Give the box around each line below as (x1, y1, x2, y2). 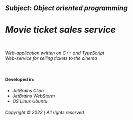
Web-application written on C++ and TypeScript (5, 50, 105, 56)
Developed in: (5, 76, 35, 82)
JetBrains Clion (12, 87, 44, 94)
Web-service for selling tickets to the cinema (5, 55, 97, 61)
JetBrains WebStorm (12, 93, 55, 99)
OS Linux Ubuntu (12, 98, 48, 104)
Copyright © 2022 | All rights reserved (5, 110, 84, 116)
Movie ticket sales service (5, 24, 116, 35)
